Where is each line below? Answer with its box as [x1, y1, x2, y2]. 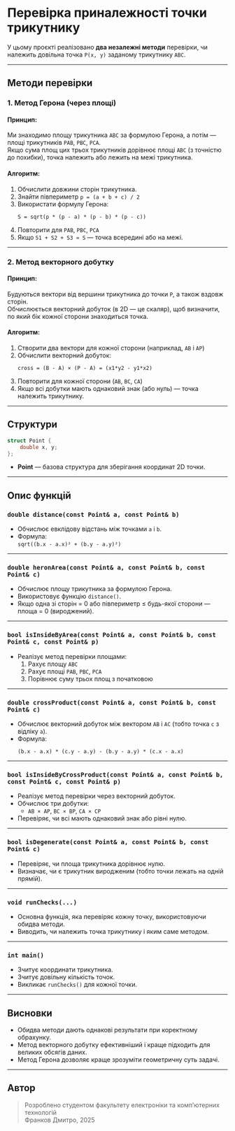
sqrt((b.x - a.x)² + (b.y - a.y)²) [17, 541, 122, 548]
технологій [24, 1108, 57, 1116]
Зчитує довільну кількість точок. [17, 973, 115, 981]
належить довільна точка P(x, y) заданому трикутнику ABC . [7, 50, 186, 59]
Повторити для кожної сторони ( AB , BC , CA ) [17, 376, 143, 385]
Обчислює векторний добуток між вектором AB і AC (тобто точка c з [17, 720, 220, 728]
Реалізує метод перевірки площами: [17, 652, 127, 660]
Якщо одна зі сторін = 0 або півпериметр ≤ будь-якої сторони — [17, 599, 211, 608]
